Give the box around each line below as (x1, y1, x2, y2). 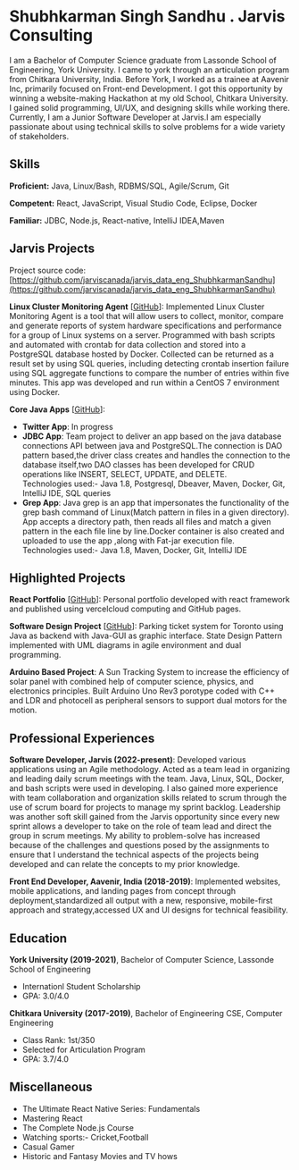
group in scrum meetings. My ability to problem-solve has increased (9, 830, 261, 841)
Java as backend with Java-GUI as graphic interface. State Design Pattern (9, 630, 283, 641)
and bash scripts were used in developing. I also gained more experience (9, 783, 278, 794)
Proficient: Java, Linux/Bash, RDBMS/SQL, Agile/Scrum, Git (9, 181, 229, 191)
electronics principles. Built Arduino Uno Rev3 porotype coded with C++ (9, 686, 275, 696)
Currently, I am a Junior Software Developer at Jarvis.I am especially (9, 112, 262, 122)
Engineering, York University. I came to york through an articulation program (9, 64, 290, 75)
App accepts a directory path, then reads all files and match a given (21, 516, 271, 526)
